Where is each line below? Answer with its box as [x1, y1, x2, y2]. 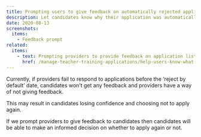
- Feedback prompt [17, 36, 63, 42]
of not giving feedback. [6, 88, 64, 95]
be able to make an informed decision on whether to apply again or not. [6, 124, 182, 131]
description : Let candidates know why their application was [6, 14, 162, 20]
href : [22, 59, 36, 65]
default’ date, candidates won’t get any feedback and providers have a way [6, 81, 192, 89]
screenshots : [6, 25, 39, 32]
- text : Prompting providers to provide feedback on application [17, 53, 184, 59]
